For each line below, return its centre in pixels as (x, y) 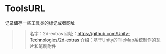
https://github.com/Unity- (104, 33)
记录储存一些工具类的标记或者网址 (40, 23)
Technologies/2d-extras (55, 40)
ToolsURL (25, 9)
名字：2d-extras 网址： (54, 33)
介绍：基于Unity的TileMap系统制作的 (118, 40)
